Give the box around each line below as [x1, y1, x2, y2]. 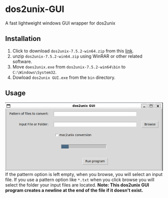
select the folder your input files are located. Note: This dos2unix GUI [5, 182, 149, 188]
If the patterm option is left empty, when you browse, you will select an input [5, 171, 162, 177]
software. [12, 58, 32, 64]
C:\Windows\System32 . [12, 69, 56, 75]
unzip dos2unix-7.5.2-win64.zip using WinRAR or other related [12, 53, 142, 59]
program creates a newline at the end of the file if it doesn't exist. [5, 187, 143, 193]
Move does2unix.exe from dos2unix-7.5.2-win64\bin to [12, 63, 126, 69]
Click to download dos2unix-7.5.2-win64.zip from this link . [12, 47, 134, 53]
